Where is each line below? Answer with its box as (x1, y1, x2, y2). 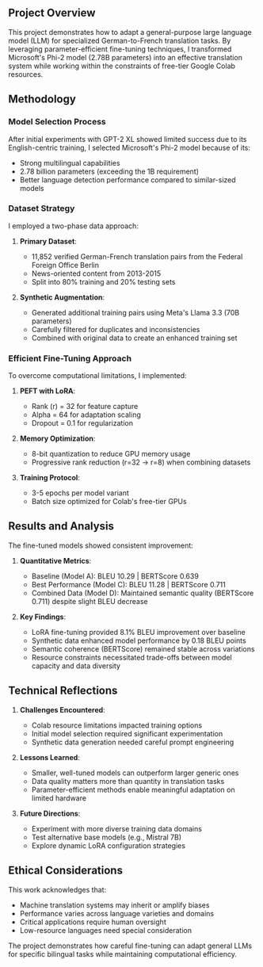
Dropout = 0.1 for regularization (31, 419, 133, 428)
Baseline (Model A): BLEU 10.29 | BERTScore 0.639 (31, 571, 200, 581)
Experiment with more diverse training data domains (31, 824, 202, 833)
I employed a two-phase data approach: (8, 221, 139, 231)
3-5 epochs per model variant (31, 488, 129, 498)
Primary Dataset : (19, 236, 77, 246)
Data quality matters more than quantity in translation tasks (31, 776, 225, 785)
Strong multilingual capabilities (19, 158, 120, 167)
